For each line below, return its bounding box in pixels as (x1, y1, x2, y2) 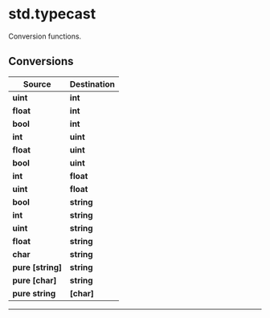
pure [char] (12, 275, 57, 286)
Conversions (8, 55, 74, 68)
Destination (69, 78, 115, 89)
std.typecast (8, 5, 96, 23)
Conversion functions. (8, 31, 82, 41)
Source (22, 78, 51, 89)
